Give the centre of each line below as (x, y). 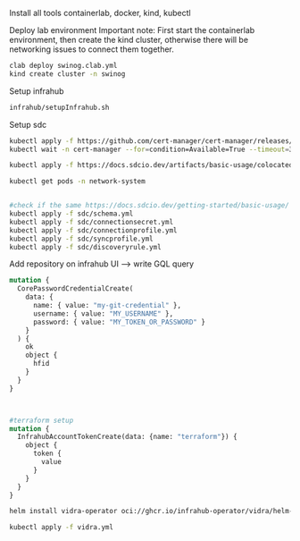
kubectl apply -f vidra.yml (62, 528)
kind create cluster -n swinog (67, 74)
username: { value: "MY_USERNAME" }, (103, 313)
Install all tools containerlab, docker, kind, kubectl (100, 13)
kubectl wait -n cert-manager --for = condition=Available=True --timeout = (150, 149)
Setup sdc (28, 124)
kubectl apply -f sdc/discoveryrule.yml (86, 247)
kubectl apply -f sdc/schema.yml (71, 214)
